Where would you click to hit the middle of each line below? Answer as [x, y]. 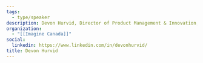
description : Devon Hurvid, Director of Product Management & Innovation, [103, 23]
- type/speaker [31, 17]
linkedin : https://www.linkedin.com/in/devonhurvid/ [80, 46]
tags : [13, 12]
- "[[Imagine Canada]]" [42, 34]
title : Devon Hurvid [32, 51]
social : [16, 40]
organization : [24, 28]
